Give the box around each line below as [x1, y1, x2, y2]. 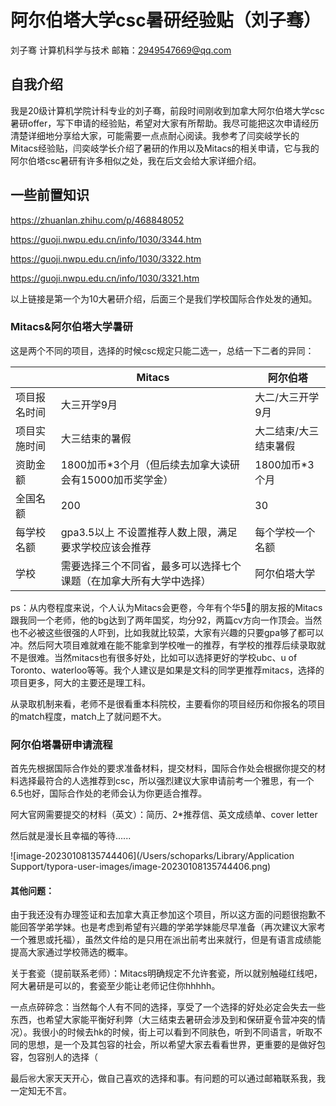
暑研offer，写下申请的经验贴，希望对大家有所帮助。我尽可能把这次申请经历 [10, 117, 320, 129]
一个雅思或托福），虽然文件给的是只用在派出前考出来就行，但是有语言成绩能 [10, 934, 322, 946]
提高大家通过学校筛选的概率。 [10, 946, 133, 958]
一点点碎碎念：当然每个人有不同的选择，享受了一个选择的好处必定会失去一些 [10, 1001, 326, 1013]
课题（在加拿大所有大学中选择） [60, 574, 212, 588]
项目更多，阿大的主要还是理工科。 [10, 676, 151, 688]
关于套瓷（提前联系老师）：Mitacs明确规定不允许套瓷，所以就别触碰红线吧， [10, 967, 323, 980]
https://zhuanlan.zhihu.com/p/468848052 [10, 214, 185, 226]
